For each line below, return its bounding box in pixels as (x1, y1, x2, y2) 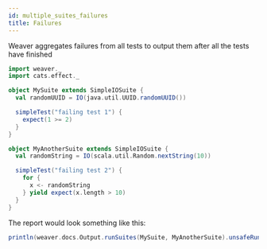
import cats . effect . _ (8, 72, 80, 80)
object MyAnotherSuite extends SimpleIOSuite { (8, 145, 169, 153)
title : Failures (8, 19, 62, 27)
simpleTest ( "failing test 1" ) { (15, 108, 123, 116)
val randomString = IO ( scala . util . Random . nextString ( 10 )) (15, 152, 212, 160)
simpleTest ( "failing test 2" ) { (15, 166, 123, 175)
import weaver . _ (8, 64, 62, 72)
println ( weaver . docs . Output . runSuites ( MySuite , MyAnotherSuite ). (8, 233, 229, 241)
